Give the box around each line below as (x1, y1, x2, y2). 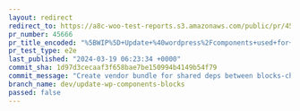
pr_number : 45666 (8, 30, 73, 38)
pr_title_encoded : (8, 38, 77, 47)
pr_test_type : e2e (8, 47, 77, 55)
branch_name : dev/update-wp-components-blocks (8, 80, 185, 89)
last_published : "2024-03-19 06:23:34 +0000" (8, 55, 181, 64)
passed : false (8, 88, 62, 97)
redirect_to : (8, 21, 57, 30)
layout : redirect (8, 13, 73, 22)
